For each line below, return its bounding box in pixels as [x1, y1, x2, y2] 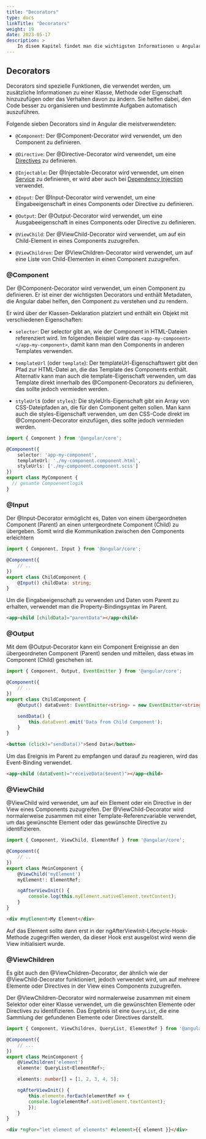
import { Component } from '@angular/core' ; [6, 435, 122, 441]
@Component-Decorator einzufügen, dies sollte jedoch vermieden [15, 416, 184, 424]
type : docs [6, 15, 34, 21]
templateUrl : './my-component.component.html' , [17, 457, 141, 463]
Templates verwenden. [15, 347, 74, 354]
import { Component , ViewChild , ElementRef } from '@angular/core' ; [6, 837, 185, 844]
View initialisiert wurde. [6, 940, 66, 947]
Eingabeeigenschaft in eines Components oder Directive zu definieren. [15, 200, 194, 207]
